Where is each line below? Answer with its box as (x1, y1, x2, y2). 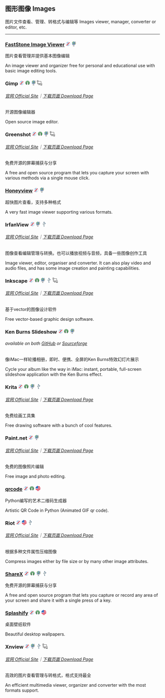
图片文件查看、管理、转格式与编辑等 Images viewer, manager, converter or (5, 19, 156, 25)
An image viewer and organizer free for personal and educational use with (5, 63, 155, 69)
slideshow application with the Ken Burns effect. (5, 371, 103, 377)
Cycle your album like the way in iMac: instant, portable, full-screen (5, 366, 141, 372)
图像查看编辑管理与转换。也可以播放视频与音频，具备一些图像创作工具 (5, 250, 147, 256)
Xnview (5, 643, 24, 650)
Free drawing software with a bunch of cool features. (5, 422, 113, 428)
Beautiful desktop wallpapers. (5, 631, 65, 637)
